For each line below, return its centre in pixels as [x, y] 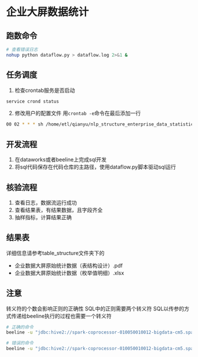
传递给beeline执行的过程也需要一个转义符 [61, 316]
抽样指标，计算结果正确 [43, 217]
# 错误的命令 [20, 343]
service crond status [33, 101]
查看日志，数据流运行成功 [46, 202]
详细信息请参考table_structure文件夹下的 [55, 253]
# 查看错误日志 [22, 49]
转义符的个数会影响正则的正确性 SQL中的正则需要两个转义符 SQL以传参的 [95, 308]
